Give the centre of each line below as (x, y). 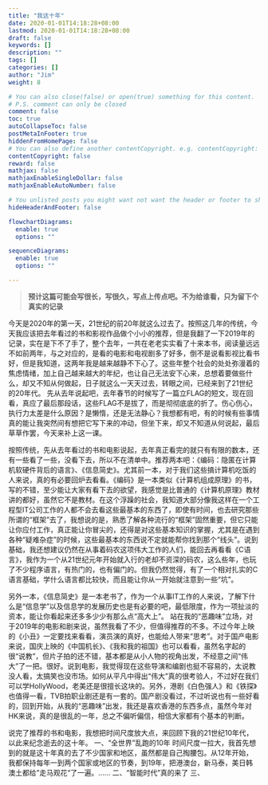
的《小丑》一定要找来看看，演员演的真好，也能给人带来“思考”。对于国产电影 (134, 636)
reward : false (32, 163)
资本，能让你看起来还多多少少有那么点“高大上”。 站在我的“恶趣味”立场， (127, 616)
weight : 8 (25, 82)
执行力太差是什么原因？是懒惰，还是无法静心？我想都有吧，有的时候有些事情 (134, 413)
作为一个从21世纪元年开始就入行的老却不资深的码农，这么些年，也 (141, 559)
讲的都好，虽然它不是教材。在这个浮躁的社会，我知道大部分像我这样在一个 (130, 500)
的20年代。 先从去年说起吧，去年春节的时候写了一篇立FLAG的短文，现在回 (131, 393)
